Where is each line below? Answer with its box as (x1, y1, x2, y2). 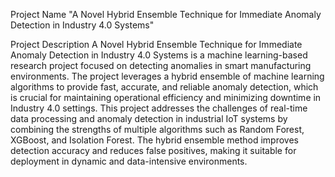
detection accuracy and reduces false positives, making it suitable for (10, 145, 297, 156)
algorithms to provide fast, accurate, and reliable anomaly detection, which (10, 81, 319, 93)
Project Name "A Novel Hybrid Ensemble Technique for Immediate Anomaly (10, 9, 322, 20)
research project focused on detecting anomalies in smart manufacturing (10, 60, 312, 71)
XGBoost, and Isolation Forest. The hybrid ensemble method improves (10, 134, 300, 146)
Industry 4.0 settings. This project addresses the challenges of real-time (10, 102, 308, 114)
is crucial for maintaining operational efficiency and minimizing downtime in (10, 92, 322, 103)
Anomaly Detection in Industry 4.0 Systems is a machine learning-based (10, 49, 308, 61)
